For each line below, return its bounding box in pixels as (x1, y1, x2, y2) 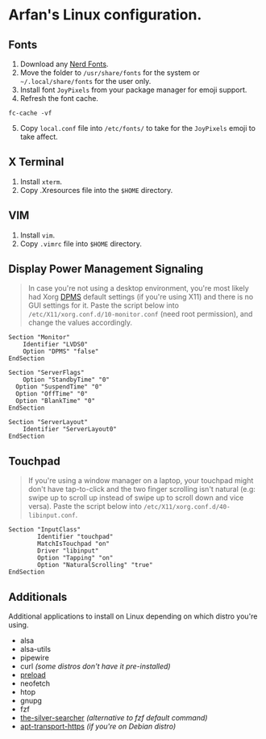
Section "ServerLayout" (8, 418, 89, 426)
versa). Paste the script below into (27, 502, 143, 511)
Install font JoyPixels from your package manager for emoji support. (19, 85, 247, 94)
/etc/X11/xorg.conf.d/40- (143, 503, 231, 511)
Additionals (8, 590, 68, 603)
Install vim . (19, 230, 55, 240)
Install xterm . (19, 176, 63, 187)
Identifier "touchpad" (37, 533, 114, 541)
